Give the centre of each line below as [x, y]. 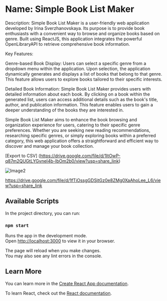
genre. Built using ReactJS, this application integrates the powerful [74, 39]
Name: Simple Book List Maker [70, 9]
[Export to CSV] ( [23, 156]
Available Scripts [32, 201]
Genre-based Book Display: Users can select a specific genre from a [76, 63]
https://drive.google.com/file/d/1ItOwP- [80, 156]
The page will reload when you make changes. [53, 251]
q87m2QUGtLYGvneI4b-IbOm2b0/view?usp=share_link [62, 161]
